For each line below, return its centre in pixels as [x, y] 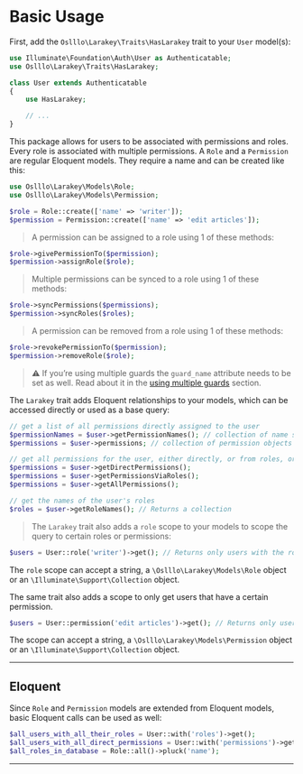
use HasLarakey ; [56, 100]
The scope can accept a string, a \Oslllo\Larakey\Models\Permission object [151, 640]
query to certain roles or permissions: [101, 536]
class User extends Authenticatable [78, 83]
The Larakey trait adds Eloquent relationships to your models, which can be [149, 400]
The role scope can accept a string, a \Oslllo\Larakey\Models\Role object [148, 569]
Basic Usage [57, 17]
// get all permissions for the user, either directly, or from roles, [147, 459]
